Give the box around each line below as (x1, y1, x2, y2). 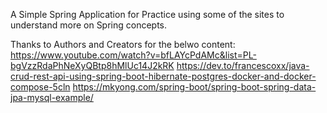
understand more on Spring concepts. (10, 19, 168, 31)
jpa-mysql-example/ (10, 92, 94, 103)
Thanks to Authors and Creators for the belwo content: (10, 39, 236, 50)
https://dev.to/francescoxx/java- (176, 60, 310, 71)
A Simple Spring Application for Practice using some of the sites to (10, 9, 285, 20)
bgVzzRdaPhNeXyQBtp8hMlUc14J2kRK (10, 60, 175, 71)
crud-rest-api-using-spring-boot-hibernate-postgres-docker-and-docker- (10, 70, 317, 82)
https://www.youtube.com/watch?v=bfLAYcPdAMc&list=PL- (10, 49, 257, 61)
